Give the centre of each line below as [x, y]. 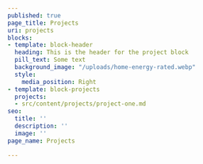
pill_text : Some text [50, 60]
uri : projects [31, 30]
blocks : [20, 38]
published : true [34, 15]
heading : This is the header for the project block [102, 52]
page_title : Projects [43, 23]
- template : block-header [50, 45]
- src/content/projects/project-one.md [80, 104]
